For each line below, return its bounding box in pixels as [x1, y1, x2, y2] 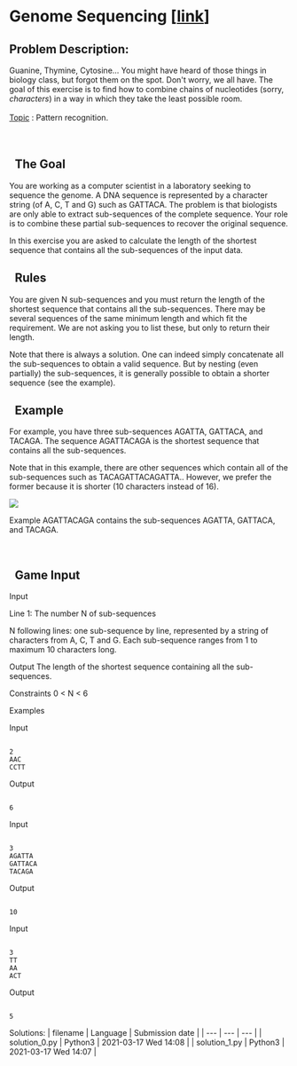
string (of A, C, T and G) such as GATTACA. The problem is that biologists [9, 199, 277, 209]
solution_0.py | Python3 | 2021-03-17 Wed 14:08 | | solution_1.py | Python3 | [9, 1037, 285, 1048]
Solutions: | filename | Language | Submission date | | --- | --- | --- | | [9, 1028, 262, 1038]
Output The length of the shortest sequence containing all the [9, 661, 235, 672]
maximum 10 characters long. [9, 644, 117, 655]
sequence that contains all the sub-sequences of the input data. [9, 244, 244, 255]
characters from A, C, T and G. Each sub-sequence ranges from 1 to [9, 635, 259, 645]
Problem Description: [9, 42, 129, 57]
